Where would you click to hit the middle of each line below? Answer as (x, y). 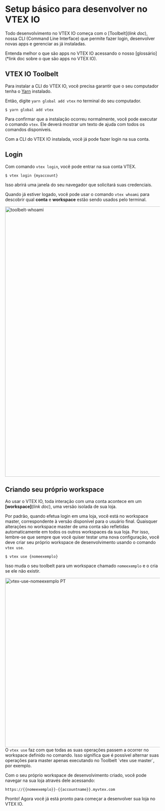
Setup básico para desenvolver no (76, 9)
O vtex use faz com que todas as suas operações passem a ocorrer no (77, 750)
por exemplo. (18, 766)
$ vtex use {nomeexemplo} (31, 557)
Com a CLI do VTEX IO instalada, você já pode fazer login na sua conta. (77, 139)
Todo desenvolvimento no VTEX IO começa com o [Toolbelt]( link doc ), (77, 33)
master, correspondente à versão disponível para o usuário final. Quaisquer (82, 521)
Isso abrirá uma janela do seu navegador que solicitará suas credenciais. (79, 185)
